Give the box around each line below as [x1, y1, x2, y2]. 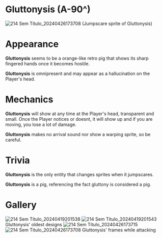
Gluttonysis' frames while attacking [82, 227, 156, 233]
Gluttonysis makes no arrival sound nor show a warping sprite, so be [5, 131, 151, 137]
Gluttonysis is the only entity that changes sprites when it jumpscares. [5, 171, 154, 177]
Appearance [5, 38, 59, 50]
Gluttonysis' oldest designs [5, 221, 62, 227]
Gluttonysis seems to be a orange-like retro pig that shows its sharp [5, 55, 149, 61]
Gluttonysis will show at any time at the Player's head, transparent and [5, 111, 154, 117]
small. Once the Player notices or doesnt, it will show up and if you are [5, 116, 153, 122]
